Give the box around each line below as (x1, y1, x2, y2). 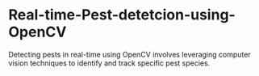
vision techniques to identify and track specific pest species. (8, 58, 211, 68)
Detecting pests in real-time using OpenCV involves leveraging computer (8, 49, 252, 59)
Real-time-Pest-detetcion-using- (8, 6, 236, 24)
